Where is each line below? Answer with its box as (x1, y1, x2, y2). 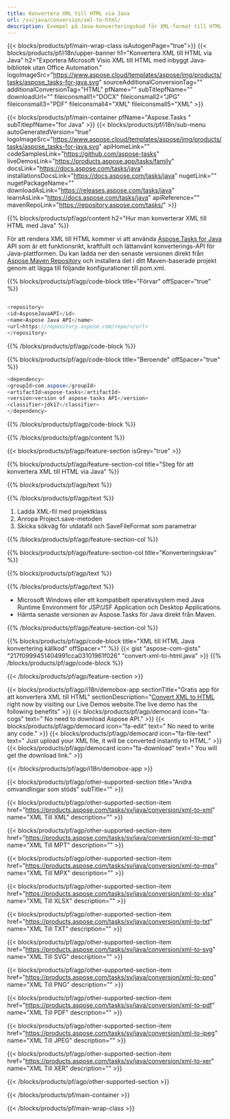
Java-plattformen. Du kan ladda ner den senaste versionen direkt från (7, 249, 204, 258)
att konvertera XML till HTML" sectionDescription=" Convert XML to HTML (7, 693, 215, 701)
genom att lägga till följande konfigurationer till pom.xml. (7, 264, 166, 272)
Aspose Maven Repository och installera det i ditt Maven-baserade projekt (7, 257, 217, 265)
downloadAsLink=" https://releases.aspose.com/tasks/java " (7, 186, 175, 194)
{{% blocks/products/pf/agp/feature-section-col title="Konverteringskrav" (7, 549, 217, 556)
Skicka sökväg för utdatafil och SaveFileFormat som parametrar (16, 522, 197, 530)
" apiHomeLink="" (99, 142, 151, 151)
